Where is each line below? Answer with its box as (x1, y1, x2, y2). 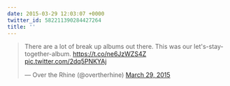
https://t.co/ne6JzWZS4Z (72, 50, 147, 58)
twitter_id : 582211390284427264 (7, 17, 101, 24)
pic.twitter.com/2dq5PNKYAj (24, 57, 107, 66)
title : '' (7, 23, 36, 30)
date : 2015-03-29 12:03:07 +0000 (7, 10, 105, 17)
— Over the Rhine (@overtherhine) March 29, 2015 (24, 71, 171, 79)
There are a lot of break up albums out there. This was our (24, 43, 192, 51)
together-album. (24, 50, 71, 58)
